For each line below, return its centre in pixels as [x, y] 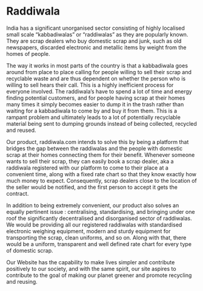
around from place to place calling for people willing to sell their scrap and [99, 72]
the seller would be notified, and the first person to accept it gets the [92, 187]
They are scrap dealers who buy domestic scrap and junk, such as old [94, 41]
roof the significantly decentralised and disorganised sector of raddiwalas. [99, 218]
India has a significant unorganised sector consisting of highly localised [95, 28]
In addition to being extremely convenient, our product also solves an [93, 205]
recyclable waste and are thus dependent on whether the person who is [96, 78]
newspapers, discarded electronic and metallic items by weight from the [96, 47]
